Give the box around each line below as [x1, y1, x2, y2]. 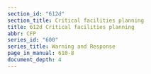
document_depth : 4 [7, 56, 62, 63]
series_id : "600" [7, 37, 59, 44]
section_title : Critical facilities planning [7, 17, 144, 24]
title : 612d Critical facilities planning [7, 23, 135, 30]
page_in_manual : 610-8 [7, 50, 74, 57]
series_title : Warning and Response [7, 43, 116, 50]
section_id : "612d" [7, 10, 65, 18]
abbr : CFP [7, 30, 37, 37]
